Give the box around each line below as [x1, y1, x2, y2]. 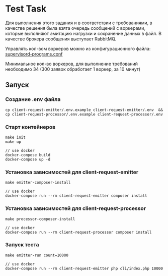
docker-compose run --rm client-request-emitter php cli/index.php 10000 [5, 266, 163, 271]
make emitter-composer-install [5, 180, 71, 185]
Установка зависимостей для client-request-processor [5, 205, 146, 212]
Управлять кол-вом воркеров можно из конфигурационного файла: [5, 45, 151, 51]
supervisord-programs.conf [5, 51, 63, 57]
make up [5, 139, 22, 144]
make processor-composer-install [5, 216, 75, 222]
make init [5, 135, 26, 140]
